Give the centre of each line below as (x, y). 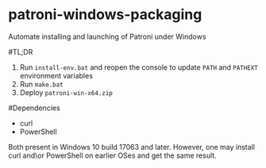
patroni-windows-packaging (105, 15)
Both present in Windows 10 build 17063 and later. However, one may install (132, 147)
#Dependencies (35, 108)
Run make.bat (41, 84)
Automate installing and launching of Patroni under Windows (107, 36)
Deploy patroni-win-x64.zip (66, 92)
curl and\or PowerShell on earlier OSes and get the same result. (112, 155)
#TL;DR (21, 52)
